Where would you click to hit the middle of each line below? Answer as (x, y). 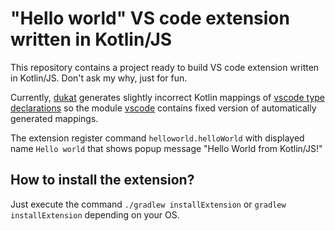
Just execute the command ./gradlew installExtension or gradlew (148, 204)
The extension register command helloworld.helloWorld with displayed (157, 138)
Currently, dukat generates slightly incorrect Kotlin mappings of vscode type (167, 97)
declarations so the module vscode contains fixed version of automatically (163, 108)
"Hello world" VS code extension (150, 18)
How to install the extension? (102, 180)
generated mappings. (54, 118)
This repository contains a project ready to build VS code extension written (165, 67)
